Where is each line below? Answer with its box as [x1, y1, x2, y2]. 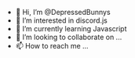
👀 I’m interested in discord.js [15, 16, 108, 25]
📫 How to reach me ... [15, 42, 89, 50]
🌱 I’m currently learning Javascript [15, 24, 127, 33]
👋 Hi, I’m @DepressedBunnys [15, 8, 111, 16]
